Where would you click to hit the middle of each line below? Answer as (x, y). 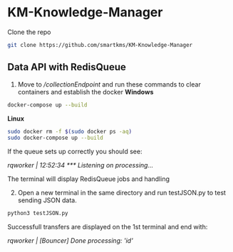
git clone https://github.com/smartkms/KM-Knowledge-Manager (100, 45)
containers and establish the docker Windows (86, 92)
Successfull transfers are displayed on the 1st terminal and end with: (108, 227)
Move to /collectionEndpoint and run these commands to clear (109, 84)
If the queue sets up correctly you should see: (75, 152)
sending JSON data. (47, 200)
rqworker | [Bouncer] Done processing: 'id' (70, 241)
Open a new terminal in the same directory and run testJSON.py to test (122, 193)
